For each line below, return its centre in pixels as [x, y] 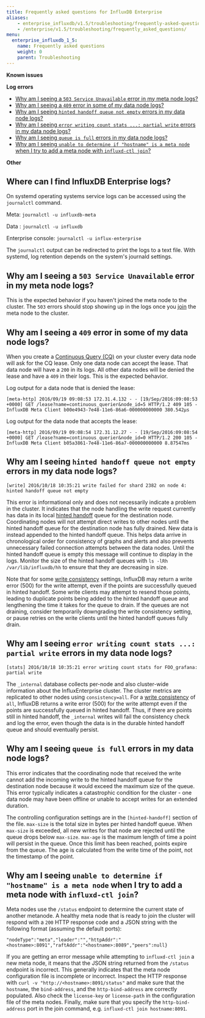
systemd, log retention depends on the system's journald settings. [89, 257]
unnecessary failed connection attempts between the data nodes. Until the [100, 547]
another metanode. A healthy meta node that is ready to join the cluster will [101, 916]
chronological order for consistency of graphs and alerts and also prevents [100, 541]
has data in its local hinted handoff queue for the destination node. [90, 515]
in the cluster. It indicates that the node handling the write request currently [101, 509]
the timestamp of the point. [40, 856]
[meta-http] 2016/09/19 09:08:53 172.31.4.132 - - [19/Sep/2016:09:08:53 [102, 399]
